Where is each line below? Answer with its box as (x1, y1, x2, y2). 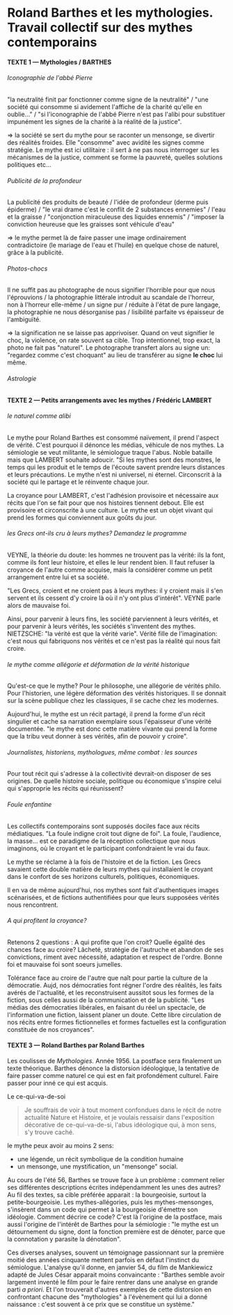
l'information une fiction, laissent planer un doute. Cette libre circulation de (7, 1010, 221, 1019)
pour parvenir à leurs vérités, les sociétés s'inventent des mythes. (7, 622, 196, 630)
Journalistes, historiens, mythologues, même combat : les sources (7, 748, 198, 756)
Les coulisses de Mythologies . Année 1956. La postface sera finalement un (7, 1057, 222, 1065)
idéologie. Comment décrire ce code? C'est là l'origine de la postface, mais (7, 1213, 223, 1221)
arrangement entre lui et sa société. (7, 573, 109, 581)
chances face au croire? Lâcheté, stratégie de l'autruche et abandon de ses (7, 945, 224, 953)
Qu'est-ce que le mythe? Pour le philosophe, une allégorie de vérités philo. (7, 681, 221, 690)
